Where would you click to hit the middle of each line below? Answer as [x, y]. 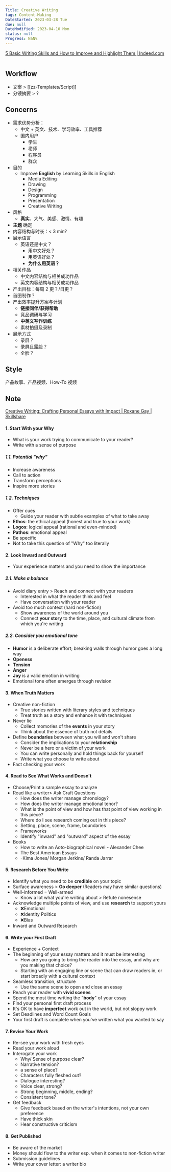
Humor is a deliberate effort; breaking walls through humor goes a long [88, 648]
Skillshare [16, 417]
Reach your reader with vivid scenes [52, 993]
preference [32, 1114]
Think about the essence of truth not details [66, 731]
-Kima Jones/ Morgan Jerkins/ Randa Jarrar [67, 858]
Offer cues [24, 511]
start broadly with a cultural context [58, 976]
